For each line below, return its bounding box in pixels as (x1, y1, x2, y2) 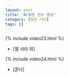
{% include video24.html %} (5, 56, 64, 62)
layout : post (5, 7, 33, 13)
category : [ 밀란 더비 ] (5, 17, 49, 22)
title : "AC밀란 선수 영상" (5, 12, 56, 17)
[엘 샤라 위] (12, 46, 36, 52)
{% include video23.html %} (5, 35, 64, 42)
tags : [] (5, 21, 24, 27)
